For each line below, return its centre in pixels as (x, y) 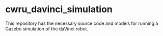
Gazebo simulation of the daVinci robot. (47, 28)
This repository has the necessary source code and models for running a (82, 23)
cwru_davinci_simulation (59, 9)
